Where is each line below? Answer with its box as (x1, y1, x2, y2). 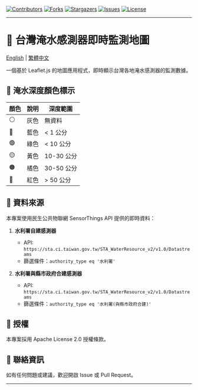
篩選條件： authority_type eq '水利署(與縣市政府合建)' (23, 300, 151, 307)
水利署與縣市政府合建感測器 (14, 270, 82, 277)
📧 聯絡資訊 (6, 355, 44, 365)
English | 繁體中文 (6, 54, 49, 61)
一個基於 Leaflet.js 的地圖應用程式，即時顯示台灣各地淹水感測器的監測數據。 (6, 67, 192, 74)
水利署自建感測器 (14, 227, 57, 234)
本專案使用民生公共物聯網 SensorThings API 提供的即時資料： (6, 214, 156, 221)
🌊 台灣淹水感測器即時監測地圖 (6, 34, 150, 47)
